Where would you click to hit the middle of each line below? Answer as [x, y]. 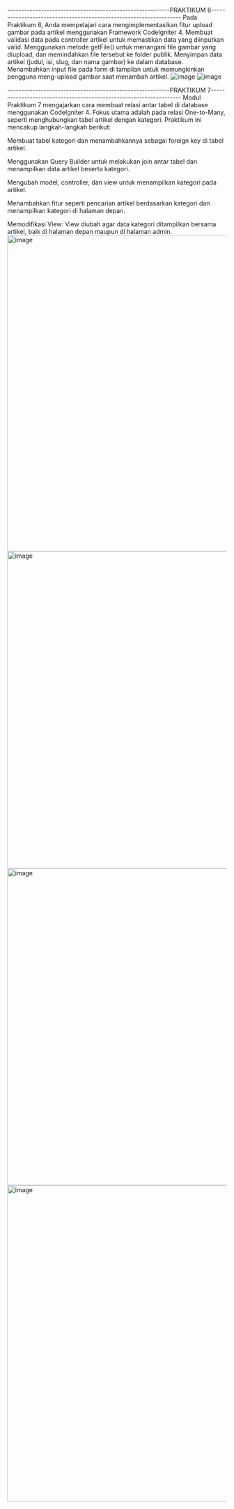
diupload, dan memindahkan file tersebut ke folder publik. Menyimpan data [115, 54]
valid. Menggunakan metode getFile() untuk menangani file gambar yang [112, 47]
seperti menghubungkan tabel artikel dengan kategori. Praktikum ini [104, 120]
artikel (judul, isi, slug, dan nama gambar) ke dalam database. [95, 62]
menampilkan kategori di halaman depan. [67, 211]
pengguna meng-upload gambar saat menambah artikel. [88, 77]
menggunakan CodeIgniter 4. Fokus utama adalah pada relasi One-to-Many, [116, 112]
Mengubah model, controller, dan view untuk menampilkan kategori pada [112, 182]
